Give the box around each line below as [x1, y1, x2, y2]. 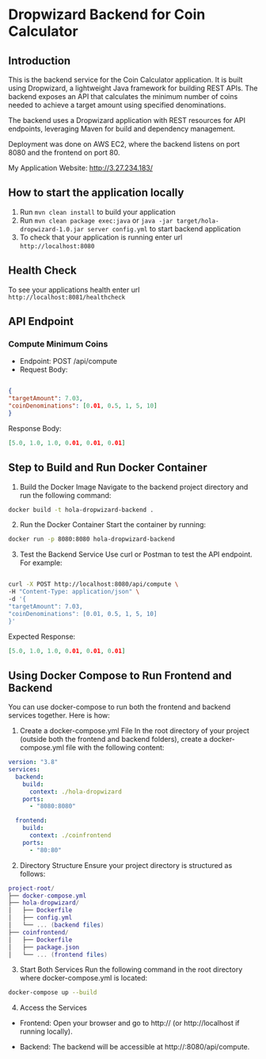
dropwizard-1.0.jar [19, 225, 85, 233]
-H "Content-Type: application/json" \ [8, 588, 140, 596]
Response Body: [8, 423, 62, 433]
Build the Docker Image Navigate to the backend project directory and [19, 482, 249, 491]
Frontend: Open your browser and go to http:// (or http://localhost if [19, 1019, 240, 1028]
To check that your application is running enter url [19, 232, 183, 242]
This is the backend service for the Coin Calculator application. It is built [8, 75, 243, 84]
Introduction [8, 54, 71, 67]
